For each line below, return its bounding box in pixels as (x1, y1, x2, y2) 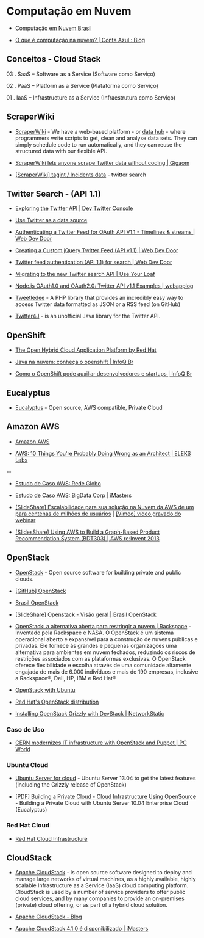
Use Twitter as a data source (15, 217, 88, 224)
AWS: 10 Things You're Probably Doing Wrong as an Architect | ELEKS (15, 449, 191, 457)
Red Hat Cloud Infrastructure (15, 835, 88, 842)
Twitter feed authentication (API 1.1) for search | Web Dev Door (15, 258, 172, 266)
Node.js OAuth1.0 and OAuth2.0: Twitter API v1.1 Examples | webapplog (15, 282, 194, 289)
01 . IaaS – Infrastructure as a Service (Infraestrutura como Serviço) (6, 93, 175, 101)
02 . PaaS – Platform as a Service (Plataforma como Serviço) (6, 82, 158, 89)
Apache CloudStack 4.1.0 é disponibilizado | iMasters (15, 925, 149, 933)
